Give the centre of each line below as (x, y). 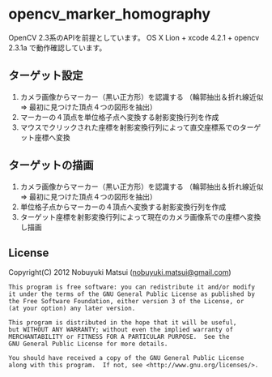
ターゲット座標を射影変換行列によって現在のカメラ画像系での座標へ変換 (140, 216)
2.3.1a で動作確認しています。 (57, 47)
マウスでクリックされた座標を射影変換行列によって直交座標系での (130, 127)
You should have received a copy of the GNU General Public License (126, 358)
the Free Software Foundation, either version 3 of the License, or (126, 302)
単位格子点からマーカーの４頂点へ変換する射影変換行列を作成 (123, 207)
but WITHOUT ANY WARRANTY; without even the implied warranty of (121, 330)
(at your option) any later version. (72, 309)
